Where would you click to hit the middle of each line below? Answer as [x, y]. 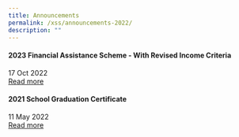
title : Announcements [44, 15]
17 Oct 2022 [28, 72]
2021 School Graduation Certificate [68, 99]
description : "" [35, 30]
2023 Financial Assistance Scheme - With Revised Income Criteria [120, 55]
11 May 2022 [28, 117]
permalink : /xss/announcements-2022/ [70, 23]
